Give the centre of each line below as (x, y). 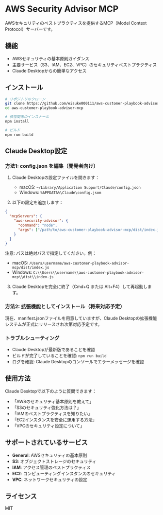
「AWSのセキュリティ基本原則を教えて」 (53, 401)
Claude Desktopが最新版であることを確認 (54, 349)
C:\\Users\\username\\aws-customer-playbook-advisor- (89, 273)
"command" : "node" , (37, 225)
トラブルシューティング (32, 338)
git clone (15, 104)
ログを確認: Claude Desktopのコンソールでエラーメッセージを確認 (78, 361)
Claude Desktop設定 (36, 151)
